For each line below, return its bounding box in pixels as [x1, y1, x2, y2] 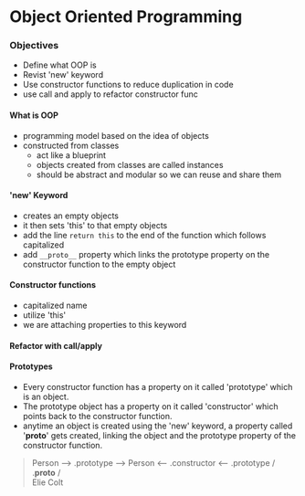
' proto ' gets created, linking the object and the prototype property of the [22, 429, 297, 440]
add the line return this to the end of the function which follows [22, 229, 267, 240]
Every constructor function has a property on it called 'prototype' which [22, 381, 293, 392]
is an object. [22, 391, 69, 402]
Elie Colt [31, 477, 64, 488]
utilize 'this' [22, 310, 67, 321]
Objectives [9, 39, 59, 52]
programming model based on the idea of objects [22, 130, 210, 141]
